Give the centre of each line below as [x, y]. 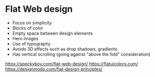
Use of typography [31, 43]
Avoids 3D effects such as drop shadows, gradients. [65, 49]
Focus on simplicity [32, 23]
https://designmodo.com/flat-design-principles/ [54, 69]
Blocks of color [28, 28]
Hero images [25, 38]
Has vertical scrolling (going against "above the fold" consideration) [81, 54]
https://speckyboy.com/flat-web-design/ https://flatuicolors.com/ [72, 64]
